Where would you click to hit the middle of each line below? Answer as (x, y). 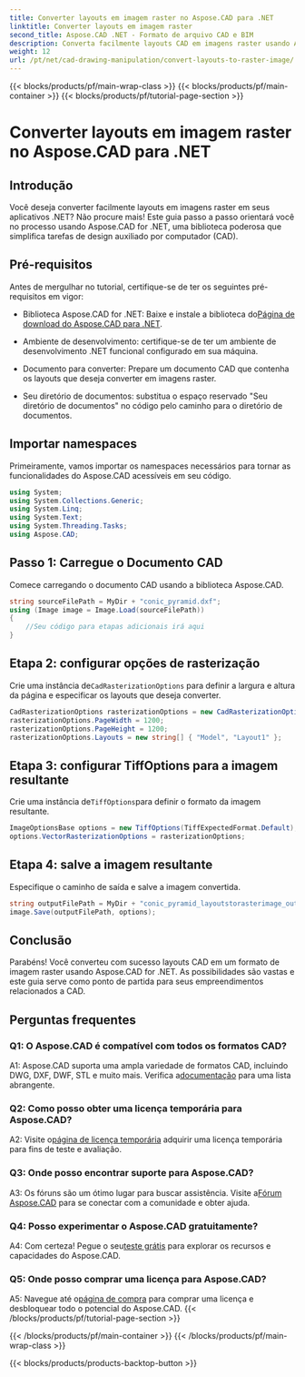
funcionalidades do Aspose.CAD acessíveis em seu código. (120, 475)
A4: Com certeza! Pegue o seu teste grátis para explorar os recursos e (140, 1245)
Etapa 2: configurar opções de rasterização (135, 664)
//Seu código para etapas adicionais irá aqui (115, 627)
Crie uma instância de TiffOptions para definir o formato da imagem (135, 802)
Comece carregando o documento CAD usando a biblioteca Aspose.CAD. (147, 584)
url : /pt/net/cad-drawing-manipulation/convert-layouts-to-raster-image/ (152, 60)
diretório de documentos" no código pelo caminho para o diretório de (152, 405)
